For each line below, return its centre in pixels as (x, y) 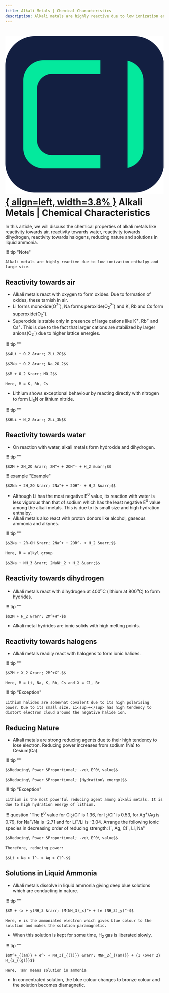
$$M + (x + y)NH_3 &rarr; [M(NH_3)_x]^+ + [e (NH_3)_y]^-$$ (70, 910)
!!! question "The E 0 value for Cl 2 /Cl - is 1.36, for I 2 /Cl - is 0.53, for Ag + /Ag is (82, 815)
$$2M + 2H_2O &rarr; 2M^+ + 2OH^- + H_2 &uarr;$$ (58, 467)
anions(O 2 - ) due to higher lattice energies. (56, 333)
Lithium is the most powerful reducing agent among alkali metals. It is (84, 799)
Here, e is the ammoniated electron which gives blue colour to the (78, 920)
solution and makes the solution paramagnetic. (56, 925)
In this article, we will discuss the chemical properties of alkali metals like (81, 227)
